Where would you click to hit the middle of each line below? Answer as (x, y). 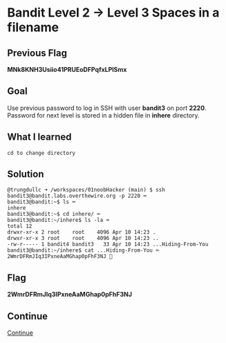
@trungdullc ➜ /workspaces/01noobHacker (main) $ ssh (86, 190)
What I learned (39, 137)
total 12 (20, 226)
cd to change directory (41, 153)
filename (33, 27)
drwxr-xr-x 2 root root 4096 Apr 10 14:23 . (82, 232)
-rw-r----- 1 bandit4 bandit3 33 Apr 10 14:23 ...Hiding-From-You (108, 244)
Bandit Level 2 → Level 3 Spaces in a (113, 13)
